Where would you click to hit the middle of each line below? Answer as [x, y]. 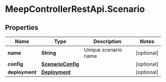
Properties [22, 28]
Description [107, 41]
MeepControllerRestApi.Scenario [75, 9]
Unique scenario [103, 50]
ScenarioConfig [60, 64]
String [49, 53]
